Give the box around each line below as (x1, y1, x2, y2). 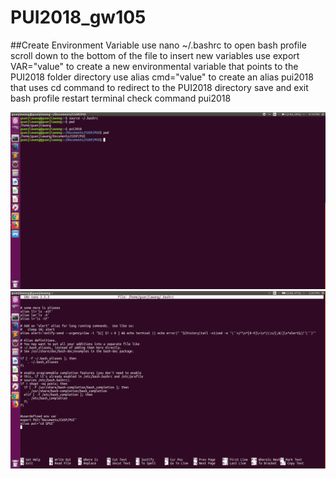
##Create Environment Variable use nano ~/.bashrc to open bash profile (10, 39, 307, 51)
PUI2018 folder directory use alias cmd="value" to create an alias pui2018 (10, 71, 314, 83)
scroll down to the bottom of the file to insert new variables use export (10, 49, 300, 61)
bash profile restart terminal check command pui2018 (10, 92, 232, 104)
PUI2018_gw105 (10, 6, 147, 29)
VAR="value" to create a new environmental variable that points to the (10, 60, 299, 72)
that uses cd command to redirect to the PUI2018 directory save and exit (10, 81, 309, 93)
